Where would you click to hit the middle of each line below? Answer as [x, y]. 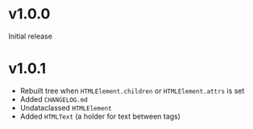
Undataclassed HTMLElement [66, 107]
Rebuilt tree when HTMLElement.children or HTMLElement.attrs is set [132, 91]
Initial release [30, 36]
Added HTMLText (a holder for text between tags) [100, 116]
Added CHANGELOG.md [54, 99]
